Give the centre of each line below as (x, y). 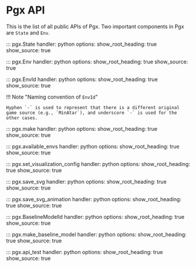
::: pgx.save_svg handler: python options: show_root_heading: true (87, 181)
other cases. (22, 118)
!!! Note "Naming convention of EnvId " (52, 97)
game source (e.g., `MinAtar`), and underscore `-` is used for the (92, 113)
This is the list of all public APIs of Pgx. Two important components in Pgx (95, 26)
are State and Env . (28, 32)
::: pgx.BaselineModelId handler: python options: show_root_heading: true (95, 217)
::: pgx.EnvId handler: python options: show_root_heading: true (82, 79)
